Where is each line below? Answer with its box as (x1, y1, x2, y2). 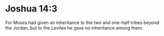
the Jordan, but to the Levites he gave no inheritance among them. (5, 24, 143, 30)
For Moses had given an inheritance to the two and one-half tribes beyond (5, 19, 159, 25)
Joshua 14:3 (5, 3, 58, 14)
